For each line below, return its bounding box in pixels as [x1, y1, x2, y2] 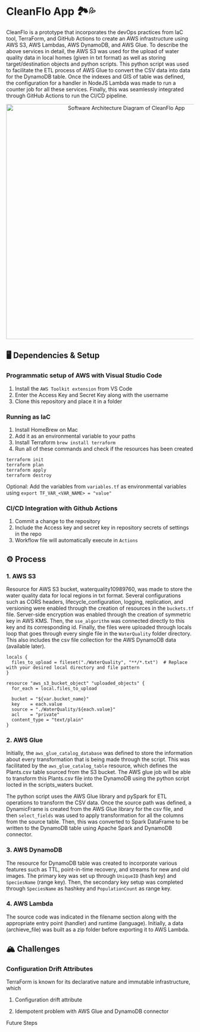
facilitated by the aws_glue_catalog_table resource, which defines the [6, 762, 177, 769]
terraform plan [6, 462, 44, 468]
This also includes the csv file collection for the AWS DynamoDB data [6, 636, 177, 643]
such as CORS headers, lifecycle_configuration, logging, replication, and [6, 598, 183, 605]
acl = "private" [11, 711, 60, 717]
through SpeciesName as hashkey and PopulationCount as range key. [6, 884, 171, 892]
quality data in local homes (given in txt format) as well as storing [6, 54, 166, 61]
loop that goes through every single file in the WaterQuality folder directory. [6, 629, 192, 637]
